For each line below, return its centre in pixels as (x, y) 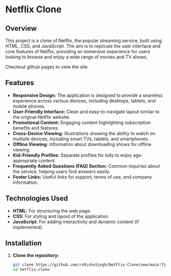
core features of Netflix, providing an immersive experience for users (78, 51)
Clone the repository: (36, 256)
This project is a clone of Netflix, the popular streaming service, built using (84, 40)
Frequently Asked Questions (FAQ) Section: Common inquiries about (86, 166)
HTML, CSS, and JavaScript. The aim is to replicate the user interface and (83, 46)
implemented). (28, 227)
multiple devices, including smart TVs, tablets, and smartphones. (81, 139)
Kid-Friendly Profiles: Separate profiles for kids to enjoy (72, 155)
